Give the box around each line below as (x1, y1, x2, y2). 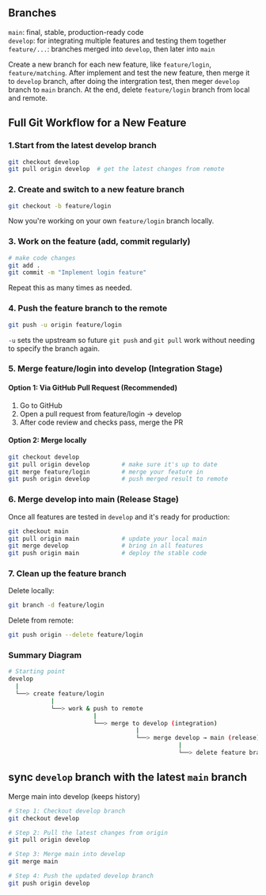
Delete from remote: (8, 615, 74, 625)
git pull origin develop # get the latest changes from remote (8, 166, 225, 173)
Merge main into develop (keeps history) (8, 791, 141, 801)
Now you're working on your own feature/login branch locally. (8, 216, 215, 226)
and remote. (8, 93, 48, 102)
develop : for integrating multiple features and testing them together (8, 36, 227, 45)
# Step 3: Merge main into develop (8, 851, 126, 859)
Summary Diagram (8, 649, 82, 661)
